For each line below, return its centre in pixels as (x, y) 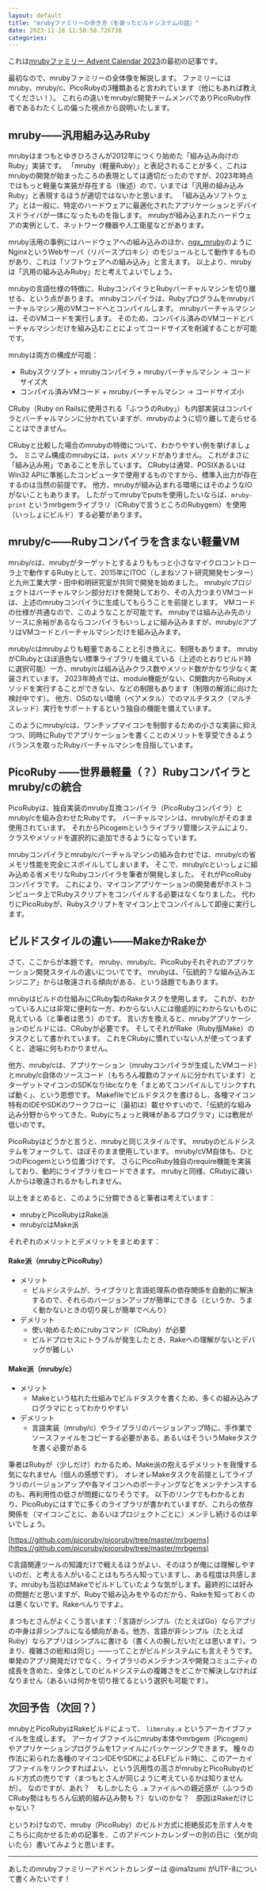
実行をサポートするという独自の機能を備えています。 (129, 708)
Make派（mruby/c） (42, 1369)
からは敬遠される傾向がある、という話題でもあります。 (133, 982)
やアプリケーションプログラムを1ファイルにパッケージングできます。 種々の (131, 1748)
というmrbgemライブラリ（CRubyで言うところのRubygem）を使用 (137, 505)
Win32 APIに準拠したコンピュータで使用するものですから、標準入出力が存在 (133, 475)
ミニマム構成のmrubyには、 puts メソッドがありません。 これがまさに (137, 455)
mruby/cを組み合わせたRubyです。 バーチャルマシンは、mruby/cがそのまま (131, 817)
